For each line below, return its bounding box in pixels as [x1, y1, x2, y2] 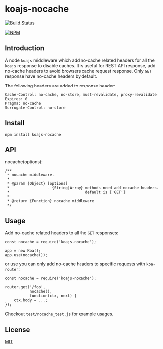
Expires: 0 [5, 96, 28, 101]
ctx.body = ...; [14, 298, 48, 303]
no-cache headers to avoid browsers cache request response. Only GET [5, 68, 152, 74]
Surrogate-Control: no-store [5, 105, 66, 110]
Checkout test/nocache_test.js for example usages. [5, 311, 114, 317]
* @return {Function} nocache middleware [7, 199, 94, 204]
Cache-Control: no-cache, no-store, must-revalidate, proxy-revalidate [5, 92, 157, 97]
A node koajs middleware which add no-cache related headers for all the [5, 57, 155, 63]
